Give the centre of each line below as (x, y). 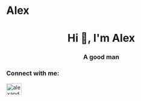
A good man (101, 57)
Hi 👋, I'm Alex (101, 38)
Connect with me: (33, 73)
